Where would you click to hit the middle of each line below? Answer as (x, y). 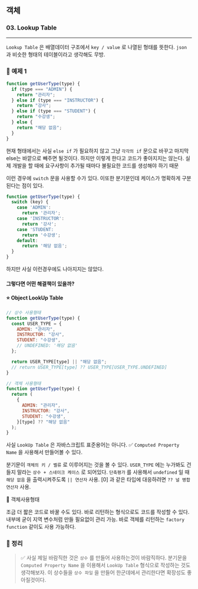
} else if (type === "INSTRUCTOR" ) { (58, 100)
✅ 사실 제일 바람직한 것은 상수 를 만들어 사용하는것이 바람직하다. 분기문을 (104, 558)
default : (27, 240)
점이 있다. (33, 186)
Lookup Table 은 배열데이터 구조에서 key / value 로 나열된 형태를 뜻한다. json (97, 47)
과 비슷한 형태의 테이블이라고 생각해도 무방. (56, 54)
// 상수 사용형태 (24, 313)
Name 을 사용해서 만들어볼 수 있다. (44, 452)
